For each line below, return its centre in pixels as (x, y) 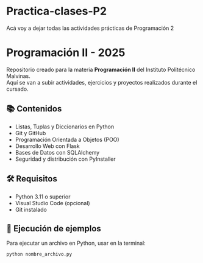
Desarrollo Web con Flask (48, 146)
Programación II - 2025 (66, 53)
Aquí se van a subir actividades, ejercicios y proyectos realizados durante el (102, 82)
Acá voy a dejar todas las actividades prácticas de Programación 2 (90, 28)
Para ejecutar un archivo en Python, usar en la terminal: (76, 243)
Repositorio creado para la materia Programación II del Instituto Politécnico (101, 69)
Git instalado (31, 209)
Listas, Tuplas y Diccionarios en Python (65, 127)
